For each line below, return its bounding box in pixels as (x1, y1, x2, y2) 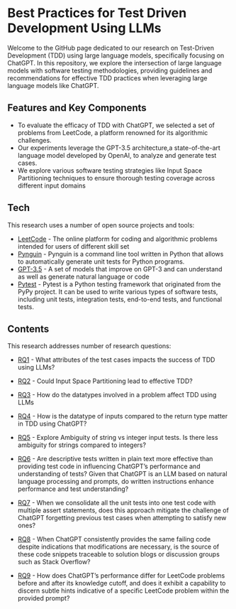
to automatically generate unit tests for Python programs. (17, 257, 185, 266)
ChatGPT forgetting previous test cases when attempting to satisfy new (17, 514, 227, 522)
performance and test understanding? (17, 485, 129, 493)
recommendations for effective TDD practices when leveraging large (7, 73, 208, 82)
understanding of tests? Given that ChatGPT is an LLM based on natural (17, 470, 228, 478)
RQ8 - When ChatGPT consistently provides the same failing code (17, 535, 211, 544)
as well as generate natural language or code (17, 272, 150, 281)
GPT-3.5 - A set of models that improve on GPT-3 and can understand (17, 264, 223, 273)
